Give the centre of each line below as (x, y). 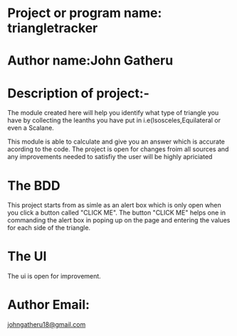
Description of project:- (78, 93)
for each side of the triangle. (49, 228)
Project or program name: (85, 13)
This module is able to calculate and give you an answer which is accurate (116, 142)
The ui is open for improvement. (54, 276)
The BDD (34, 185)
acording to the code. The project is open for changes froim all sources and (118, 149)
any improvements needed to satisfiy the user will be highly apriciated (110, 157)
